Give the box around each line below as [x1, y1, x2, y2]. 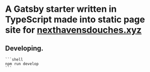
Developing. [5, 44, 44, 52]
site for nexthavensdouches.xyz [5, 25, 142, 36]
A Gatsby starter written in [5, 3, 117, 15]
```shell [5, 57, 23, 62]
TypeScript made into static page [5, 14, 145, 25]
